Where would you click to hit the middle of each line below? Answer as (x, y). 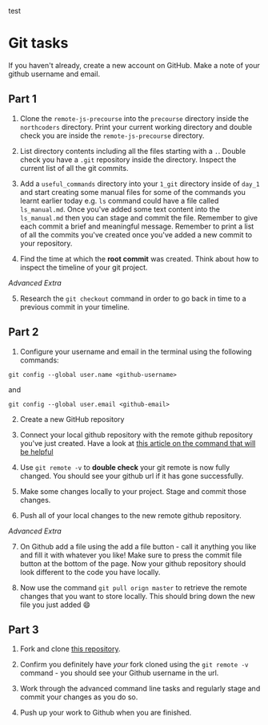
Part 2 (24, 332)
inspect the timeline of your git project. (84, 267)
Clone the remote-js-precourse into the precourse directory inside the (134, 118)
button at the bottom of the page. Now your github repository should (133, 563)
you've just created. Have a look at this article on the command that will (138, 443)
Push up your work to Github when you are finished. (106, 713)
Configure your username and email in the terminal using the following (136, 351)
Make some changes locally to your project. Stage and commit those (133, 491)
